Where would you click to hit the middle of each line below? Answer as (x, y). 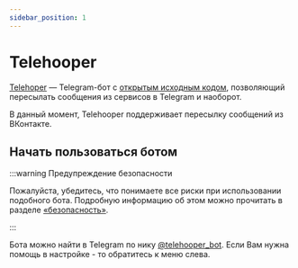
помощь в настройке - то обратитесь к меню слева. (110, 255)
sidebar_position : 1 (48, 18)
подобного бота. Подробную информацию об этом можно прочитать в (146, 201)
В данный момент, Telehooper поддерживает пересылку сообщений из (146, 114)
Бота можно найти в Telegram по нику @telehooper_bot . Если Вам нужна (149, 245)
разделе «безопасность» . (59, 210)
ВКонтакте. (31, 123)
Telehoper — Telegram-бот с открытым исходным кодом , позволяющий (147, 87)
